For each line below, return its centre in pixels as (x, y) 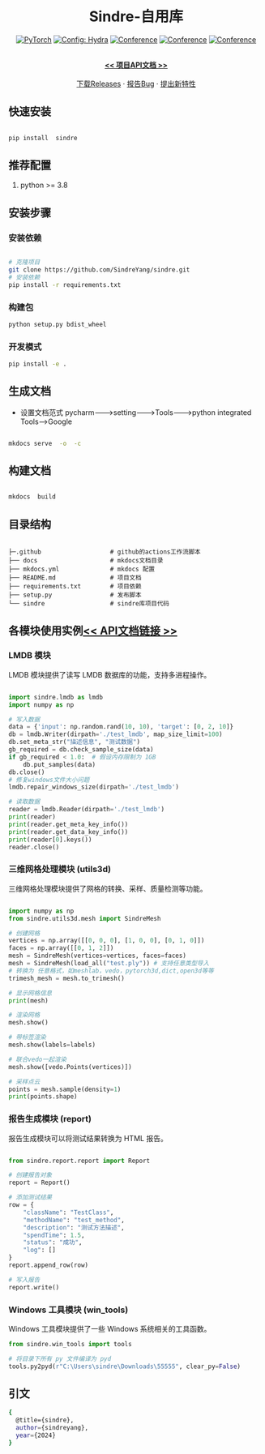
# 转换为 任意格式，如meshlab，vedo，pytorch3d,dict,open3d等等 (111, 971)
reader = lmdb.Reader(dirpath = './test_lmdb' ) (86, 810)
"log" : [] (40, 1250)
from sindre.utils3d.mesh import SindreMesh (85, 918)
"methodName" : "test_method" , (74, 1220)
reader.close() (34, 847)
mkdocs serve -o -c (45, 443)
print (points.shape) (43, 1097)
